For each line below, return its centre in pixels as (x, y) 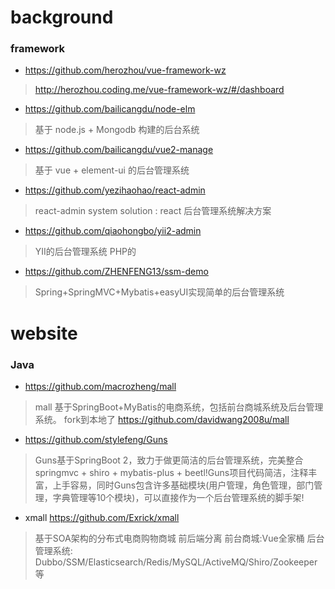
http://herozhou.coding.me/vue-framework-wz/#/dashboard (159, 90)
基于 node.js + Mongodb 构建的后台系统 (117, 130)
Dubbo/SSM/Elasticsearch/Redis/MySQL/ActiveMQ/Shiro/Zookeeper (176, 562)
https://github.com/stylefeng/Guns (96, 439)
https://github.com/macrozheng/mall (100, 386)
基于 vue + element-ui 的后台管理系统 (112, 170)
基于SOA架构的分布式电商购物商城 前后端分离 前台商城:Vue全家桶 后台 (179, 538)
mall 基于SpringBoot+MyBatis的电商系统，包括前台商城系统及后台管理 (179, 407)
